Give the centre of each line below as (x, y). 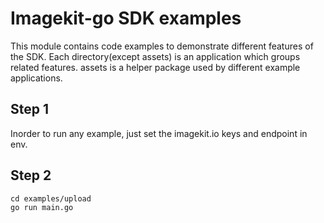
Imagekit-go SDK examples (126, 18)
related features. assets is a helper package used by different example (155, 67)
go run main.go (42, 207)
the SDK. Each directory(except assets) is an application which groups (155, 56)
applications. (36, 78)
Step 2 (31, 175)
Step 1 (30, 109)
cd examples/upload (51, 198)
